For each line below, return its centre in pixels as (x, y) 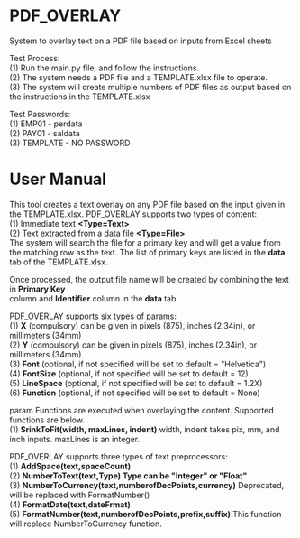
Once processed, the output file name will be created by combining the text (150, 279)
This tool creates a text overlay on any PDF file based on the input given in (147, 204)
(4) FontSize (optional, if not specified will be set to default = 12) (129, 373)
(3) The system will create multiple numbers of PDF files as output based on (150, 87)
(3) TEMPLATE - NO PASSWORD (70, 143)
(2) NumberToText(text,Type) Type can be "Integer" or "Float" (128, 476)
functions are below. (47, 420)
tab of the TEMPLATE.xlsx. (59, 262)
